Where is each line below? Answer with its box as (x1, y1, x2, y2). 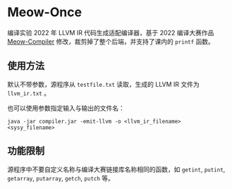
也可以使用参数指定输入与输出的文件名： (7, 104, 125, 112)
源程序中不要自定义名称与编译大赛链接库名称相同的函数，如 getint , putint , (7, 165, 226, 173)
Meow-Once (7, 4, 83, 20)
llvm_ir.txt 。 (7, 89, 51, 97)
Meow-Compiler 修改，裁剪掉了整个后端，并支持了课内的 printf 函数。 (7, 37, 215, 46)
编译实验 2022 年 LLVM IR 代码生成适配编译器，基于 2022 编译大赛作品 (7, 28, 214, 37)
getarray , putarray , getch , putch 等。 (7, 173, 115, 182)
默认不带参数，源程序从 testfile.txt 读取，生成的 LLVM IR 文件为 (7, 80, 200, 88)
